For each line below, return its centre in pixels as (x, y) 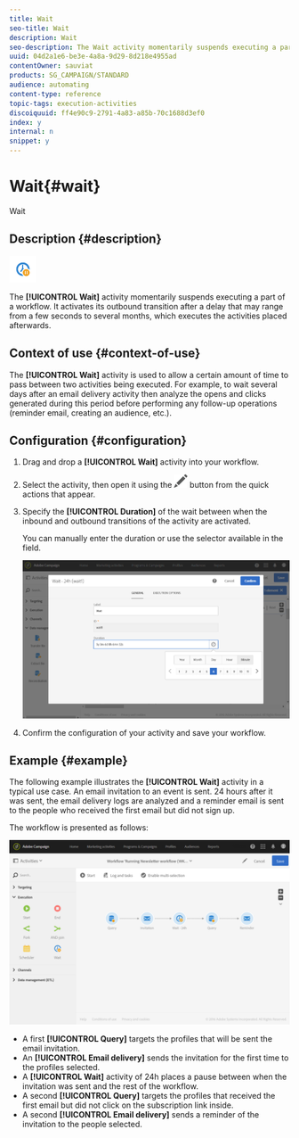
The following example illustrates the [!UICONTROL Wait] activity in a (137, 782)
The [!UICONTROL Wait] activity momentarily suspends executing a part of (147, 297)
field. (32, 548)
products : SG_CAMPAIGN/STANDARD (69, 76)
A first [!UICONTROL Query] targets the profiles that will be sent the (147, 1039)
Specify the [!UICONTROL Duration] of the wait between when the (145, 512)
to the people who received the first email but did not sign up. (122, 811)
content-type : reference (55, 94)
